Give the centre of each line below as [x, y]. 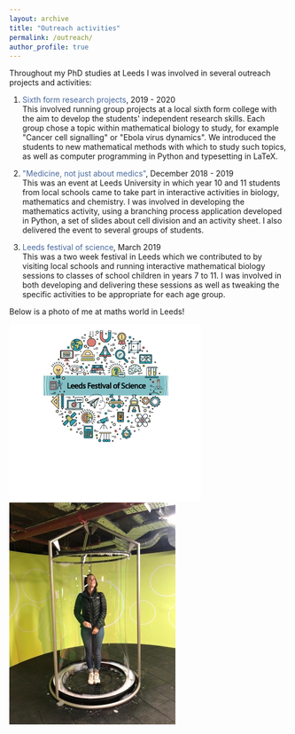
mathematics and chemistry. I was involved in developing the [133, 202]
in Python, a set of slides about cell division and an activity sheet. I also [152, 221]
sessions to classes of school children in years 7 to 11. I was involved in [151, 276]
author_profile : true [49, 47]
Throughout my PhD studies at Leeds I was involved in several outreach [140, 73]
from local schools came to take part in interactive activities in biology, [151, 193]
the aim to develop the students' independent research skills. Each [144, 119]
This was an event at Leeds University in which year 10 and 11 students [151, 183]
